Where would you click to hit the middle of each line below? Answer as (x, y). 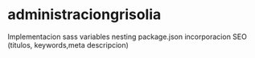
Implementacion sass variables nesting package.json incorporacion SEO (127, 37)
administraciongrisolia (84, 15)
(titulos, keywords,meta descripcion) (68, 44)
